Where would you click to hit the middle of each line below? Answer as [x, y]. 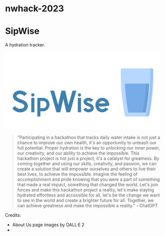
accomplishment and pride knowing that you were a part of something [88, 179]
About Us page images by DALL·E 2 [48, 225]
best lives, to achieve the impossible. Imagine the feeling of [77, 174]
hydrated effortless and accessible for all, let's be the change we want [88, 195]
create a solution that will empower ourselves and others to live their [86, 169]
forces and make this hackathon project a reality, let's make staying [85, 190]
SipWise [22, 31]
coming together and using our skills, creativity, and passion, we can [87, 164]
